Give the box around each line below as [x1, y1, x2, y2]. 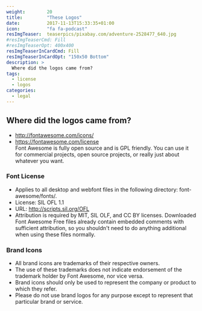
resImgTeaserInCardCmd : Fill [6, 48, 80, 54]
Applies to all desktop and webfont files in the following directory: [14, 185, 178, 193]
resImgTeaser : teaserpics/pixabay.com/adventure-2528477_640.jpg [6, 31, 177, 37]
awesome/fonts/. [14, 192, 57, 199]
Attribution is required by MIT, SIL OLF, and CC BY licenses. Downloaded [14, 211, 197, 219]
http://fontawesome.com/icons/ [14, 131, 94, 139]
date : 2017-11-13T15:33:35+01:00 [6, 20, 115, 26]
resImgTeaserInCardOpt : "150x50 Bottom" [6, 54, 110, 60]
